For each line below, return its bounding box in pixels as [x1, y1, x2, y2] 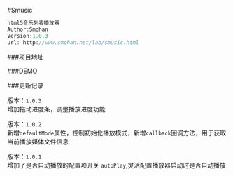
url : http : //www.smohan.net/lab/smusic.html [7, 39, 139, 46]
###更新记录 [7, 81, 44, 90]
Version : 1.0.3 [7, 32, 49, 39]
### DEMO [7, 67, 38, 75]
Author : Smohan [7, 26, 49, 33]
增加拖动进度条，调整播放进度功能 [7, 104, 106, 113]
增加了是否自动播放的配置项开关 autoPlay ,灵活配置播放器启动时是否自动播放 [7, 161, 226, 169]
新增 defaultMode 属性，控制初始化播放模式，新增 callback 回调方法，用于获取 [7, 128, 227, 137]
